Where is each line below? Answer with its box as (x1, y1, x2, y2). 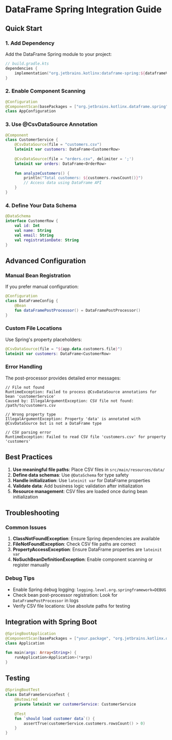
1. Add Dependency (5, 40, 55, 47)
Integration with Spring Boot (5, 617, 97, 626)
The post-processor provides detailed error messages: (5, 375, 121, 381)
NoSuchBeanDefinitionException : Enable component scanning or (12, 556, 153, 563)
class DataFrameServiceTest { (5, 692, 70, 697)
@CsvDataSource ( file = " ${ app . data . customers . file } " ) (5, 346, 123, 351)
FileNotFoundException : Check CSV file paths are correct (12, 541, 136, 547)
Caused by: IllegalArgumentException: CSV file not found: (5, 398, 134, 404)
